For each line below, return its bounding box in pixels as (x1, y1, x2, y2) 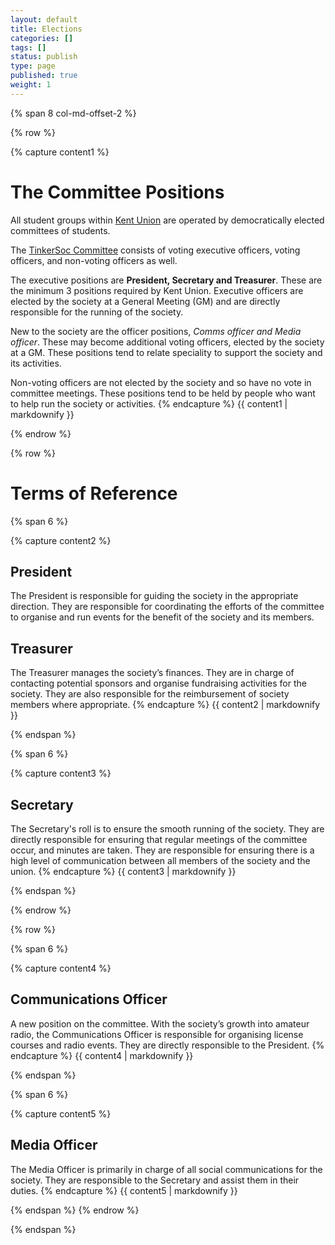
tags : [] (10, 42, 47, 53)
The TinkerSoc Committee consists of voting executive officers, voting (10, 244, 301, 256)
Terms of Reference (10, 482, 178, 505)
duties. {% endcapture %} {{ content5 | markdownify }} (10, 1184, 238, 1196)
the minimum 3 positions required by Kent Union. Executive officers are (10, 284, 304, 296)
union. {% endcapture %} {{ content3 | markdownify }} (10, 866, 237, 878)
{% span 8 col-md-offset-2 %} (10, 107, 137, 119)
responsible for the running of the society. (10, 306, 184, 318)
